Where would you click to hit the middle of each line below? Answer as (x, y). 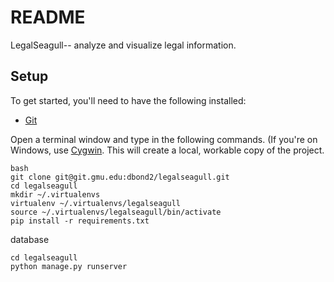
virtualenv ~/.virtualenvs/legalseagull (96, 203)
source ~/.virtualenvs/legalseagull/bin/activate (116, 212)
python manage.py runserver (69, 266)
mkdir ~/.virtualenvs (55, 194)
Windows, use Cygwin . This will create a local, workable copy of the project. (167, 150)
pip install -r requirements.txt (80, 221)
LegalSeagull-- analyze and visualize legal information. (123, 45)
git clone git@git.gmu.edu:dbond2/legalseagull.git (120, 177)
